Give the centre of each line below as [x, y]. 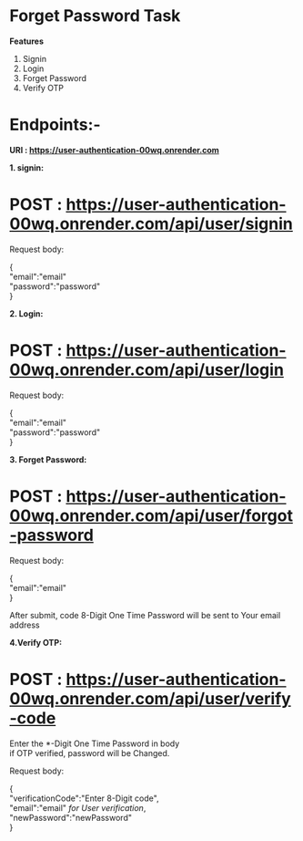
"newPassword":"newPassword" [71, 817]
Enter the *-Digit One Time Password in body [95, 743]
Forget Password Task [95, 16]
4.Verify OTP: [35, 642]
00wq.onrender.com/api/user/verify [150, 698]
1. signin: [26, 167]
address [25, 625]
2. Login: [26, 313]
